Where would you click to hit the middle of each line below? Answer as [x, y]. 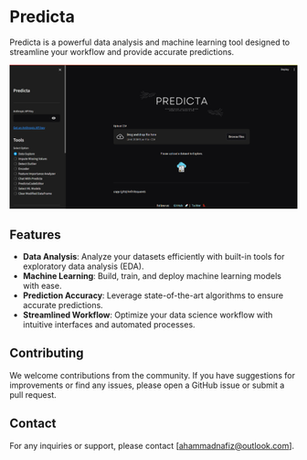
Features [35, 235]
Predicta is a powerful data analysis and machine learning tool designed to [150, 42]
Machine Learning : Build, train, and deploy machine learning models [152, 275]
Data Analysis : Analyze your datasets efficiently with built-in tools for [153, 256]
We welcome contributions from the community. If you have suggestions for [152, 375]
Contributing [47, 353]
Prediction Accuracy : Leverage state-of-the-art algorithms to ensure [153, 295]
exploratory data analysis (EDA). [83, 266]
